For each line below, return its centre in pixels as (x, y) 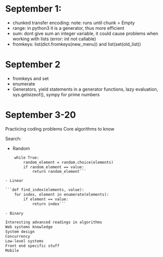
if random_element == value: (54, 167)
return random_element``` (59, 172)
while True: (27, 157)
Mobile (12, 250)
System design (20, 232)
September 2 (33, 65)
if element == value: (46, 199)
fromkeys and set (30, 78)
